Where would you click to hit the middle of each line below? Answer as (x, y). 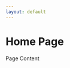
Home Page (35, 41)
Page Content (22, 58)
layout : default (26, 12)
